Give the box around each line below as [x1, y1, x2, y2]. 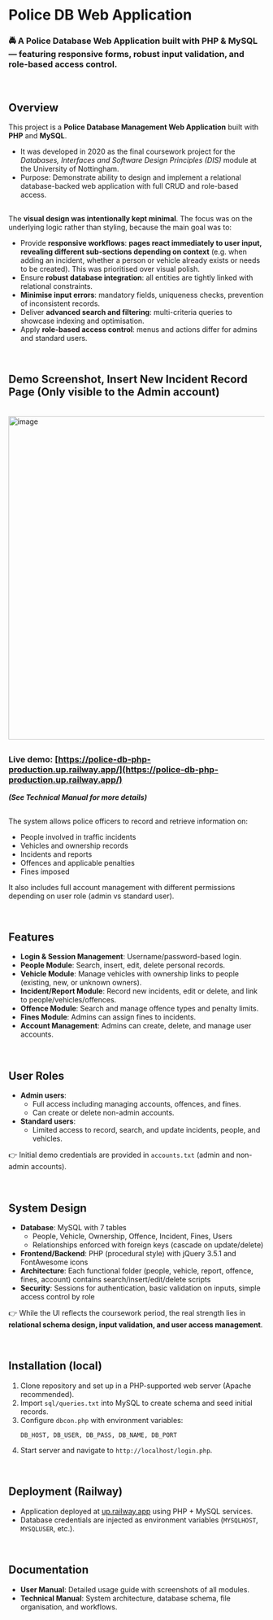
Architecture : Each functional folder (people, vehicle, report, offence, [19, 1266, 253, 1276]
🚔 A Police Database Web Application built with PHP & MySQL [8, 35, 258, 46]
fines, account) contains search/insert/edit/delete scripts [19, 1275, 211, 1285]
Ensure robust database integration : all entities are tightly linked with [19, 273, 253, 282]
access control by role [19, 1292, 95, 1302]
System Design [8, 1201, 87, 1215]
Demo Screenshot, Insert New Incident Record [8, 373, 248, 386]
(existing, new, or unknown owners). [19, 978, 142, 988]
